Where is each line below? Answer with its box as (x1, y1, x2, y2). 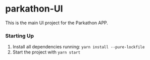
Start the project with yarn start (12, 49, 81, 55)
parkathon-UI (5, 3, 63, 15)
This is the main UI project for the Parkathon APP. (5, 20, 109, 26)
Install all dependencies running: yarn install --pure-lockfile (12, 44, 145, 50)
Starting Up (5, 32, 34, 39)
